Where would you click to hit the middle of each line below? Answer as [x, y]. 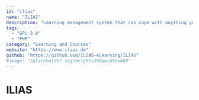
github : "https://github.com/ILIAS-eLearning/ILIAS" [73, 55]
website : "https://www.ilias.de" [47, 50]
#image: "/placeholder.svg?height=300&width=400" [69, 61]
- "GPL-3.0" [26, 34]
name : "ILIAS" [24, 17]
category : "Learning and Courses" [49, 45]
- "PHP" [21, 39]
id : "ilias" [21, 11]
